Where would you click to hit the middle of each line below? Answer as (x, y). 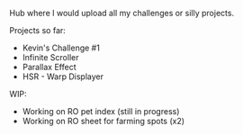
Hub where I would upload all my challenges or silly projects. (122, 13)
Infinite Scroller (50, 57)
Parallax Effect (49, 67)
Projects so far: (37, 30)
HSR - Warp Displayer (63, 76)
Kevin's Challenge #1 (61, 48)
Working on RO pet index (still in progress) (101, 111)
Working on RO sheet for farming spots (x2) (103, 121)
